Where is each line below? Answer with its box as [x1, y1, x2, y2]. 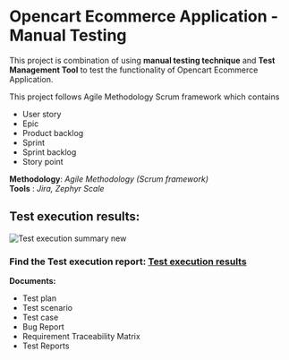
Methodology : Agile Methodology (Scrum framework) [9, 173, 208, 184]
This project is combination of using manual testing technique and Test [9, 55, 276, 65]
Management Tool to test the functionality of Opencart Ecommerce [9, 64, 259, 75]
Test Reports [21, 340, 70, 351]
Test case [21, 312, 59, 323]
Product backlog [21, 127, 84, 138]
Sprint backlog [21, 146, 77, 158]
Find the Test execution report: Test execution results [9, 255, 248, 268]
